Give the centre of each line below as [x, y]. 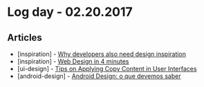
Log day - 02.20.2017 [70, 12]
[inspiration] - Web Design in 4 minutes [73, 61]
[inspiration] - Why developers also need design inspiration [102, 54]
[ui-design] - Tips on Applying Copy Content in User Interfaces [107, 69]
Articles [25, 38]
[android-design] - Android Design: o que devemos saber [99, 76]
